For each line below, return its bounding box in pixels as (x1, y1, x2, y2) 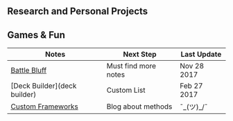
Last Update (180, 50, 222, 59)
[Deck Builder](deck (10, 81, 77, 91)
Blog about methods (106, 102, 173, 111)
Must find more (106, 62, 157, 71)
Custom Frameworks (10, 102, 78, 111)
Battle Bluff (10, 66, 47, 75)
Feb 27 (180, 81, 203, 91)
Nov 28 (180, 62, 205, 71)
